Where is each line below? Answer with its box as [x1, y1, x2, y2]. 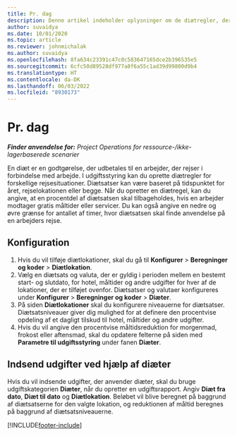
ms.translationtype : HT [7, 69, 78, 76]
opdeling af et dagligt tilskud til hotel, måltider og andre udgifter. [17, 315, 205, 324]
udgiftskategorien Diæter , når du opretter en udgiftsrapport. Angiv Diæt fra [7, 384, 226, 393]
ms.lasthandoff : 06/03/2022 [7, 83, 90, 90]
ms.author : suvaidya [7, 50, 68, 57]
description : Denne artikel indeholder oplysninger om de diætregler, [7, 17, 219, 24]
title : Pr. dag [7, 10, 52, 18]
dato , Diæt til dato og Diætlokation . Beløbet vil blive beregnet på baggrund [7, 392, 226, 401]
